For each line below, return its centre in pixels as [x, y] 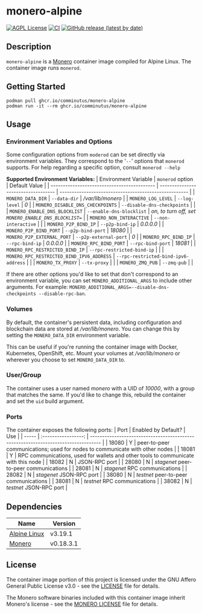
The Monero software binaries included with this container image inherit [96, 597]
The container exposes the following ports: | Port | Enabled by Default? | [96, 430]
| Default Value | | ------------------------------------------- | [82, 186]
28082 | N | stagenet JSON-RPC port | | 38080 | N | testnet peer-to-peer [97, 475]
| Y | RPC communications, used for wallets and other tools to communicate [100, 456]
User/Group [24, 375]
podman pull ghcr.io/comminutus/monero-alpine [66, 101]
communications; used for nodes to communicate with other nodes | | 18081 [101, 449]
